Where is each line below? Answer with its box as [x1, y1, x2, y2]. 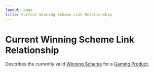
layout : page [5, 7, 33, 13]
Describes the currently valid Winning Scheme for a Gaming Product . [5, 61, 149, 67]
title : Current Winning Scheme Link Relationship [5, 12, 112, 17]
